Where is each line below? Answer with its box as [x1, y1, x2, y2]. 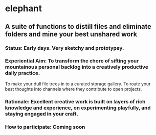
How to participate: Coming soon [5, 123, 86, 130]
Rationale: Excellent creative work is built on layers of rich [5, 98, 146, 105]
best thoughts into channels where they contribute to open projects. [5, 86, 142, 92]
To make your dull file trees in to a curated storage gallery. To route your [5, 81, 151, 87]
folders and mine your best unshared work [5, 30, 137, 38]
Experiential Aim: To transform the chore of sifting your [5, 58, 139, 64]
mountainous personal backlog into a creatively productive [5, 64, 148, 71]
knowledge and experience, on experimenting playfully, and [5, 104, 151, 111]
